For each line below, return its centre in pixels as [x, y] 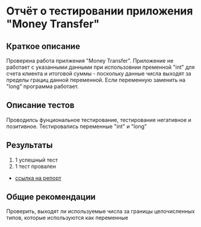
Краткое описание [43, 46]
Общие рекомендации [51, 197]
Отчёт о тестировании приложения [100, 11]
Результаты [29, 145]
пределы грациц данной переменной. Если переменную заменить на [96, 80]
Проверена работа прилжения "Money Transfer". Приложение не [90, 61]
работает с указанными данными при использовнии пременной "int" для [100, 67]
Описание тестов [40, 105]
